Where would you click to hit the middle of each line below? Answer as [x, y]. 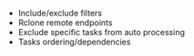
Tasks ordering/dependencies [74, 42]
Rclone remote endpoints [65, 23]
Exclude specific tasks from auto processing [101, 32]
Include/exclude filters [60, 13]
